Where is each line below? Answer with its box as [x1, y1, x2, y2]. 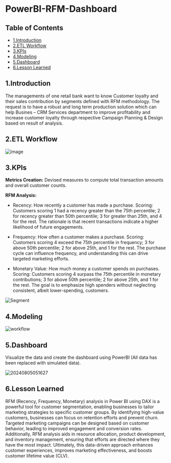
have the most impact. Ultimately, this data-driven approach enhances [5, 441, 153, 448]
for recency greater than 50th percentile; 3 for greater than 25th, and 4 [12, 213, 162, 219]
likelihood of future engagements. [12, 224, 84, 230]
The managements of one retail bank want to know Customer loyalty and [5, 93, 158, 99]
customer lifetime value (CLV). [5, 452, 69, 459]
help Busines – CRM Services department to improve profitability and [5, 109, 151, 115]
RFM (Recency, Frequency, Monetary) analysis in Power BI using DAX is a [5, 398, 160, 404]
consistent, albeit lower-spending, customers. [12, 288, 109, 294]
